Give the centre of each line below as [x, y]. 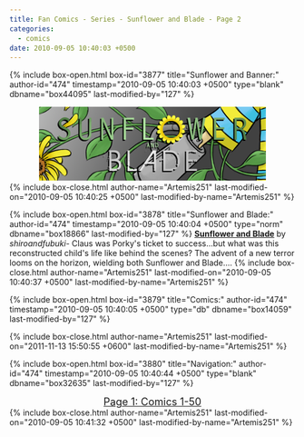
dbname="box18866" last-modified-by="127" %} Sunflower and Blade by [147, 234]
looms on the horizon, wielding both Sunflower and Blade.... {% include [142, 263]
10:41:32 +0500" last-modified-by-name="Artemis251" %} [184, 422]
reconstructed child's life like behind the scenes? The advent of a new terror [152, 253]
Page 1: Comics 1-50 [152, 402]
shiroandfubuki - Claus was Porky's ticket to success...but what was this [144, 243]
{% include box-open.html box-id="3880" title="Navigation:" [123, 364]
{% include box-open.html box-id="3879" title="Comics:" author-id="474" [148, 300]
